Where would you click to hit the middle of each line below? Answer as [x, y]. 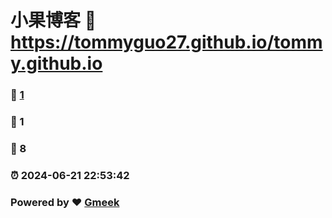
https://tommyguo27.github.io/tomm [166, 42]
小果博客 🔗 [53, 20]
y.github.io [56, 63]
